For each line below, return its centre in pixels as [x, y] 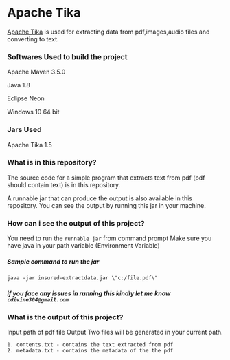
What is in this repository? [52, 162]
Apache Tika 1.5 [30, 145]
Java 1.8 [19, 85]
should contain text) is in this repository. [64, 184]
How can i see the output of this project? [76, 223]
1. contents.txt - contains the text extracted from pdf [90, 345]
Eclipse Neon [26, 98]
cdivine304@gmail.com [38, 300]
